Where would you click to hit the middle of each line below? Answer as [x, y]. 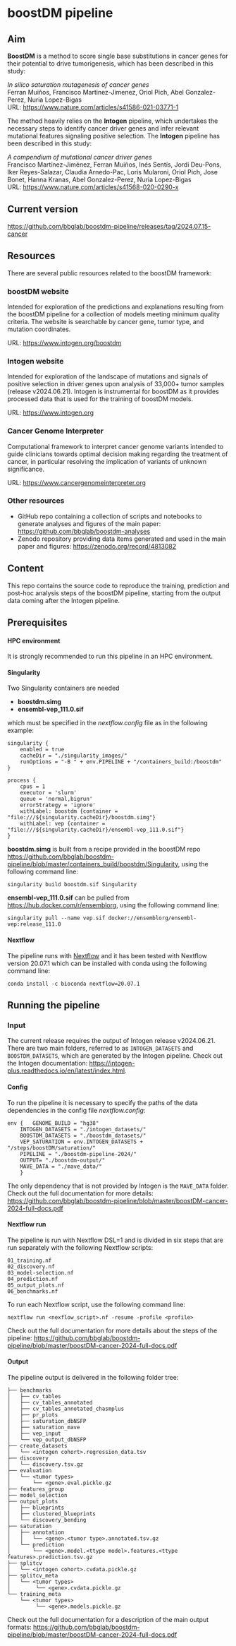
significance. [26, 469]
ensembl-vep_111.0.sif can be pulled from [68, 897]
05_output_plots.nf [36, 1285]
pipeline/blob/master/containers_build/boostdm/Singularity [93, 864]
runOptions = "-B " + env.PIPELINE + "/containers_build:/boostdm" [121, 762]
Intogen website [36, 361]
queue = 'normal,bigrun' [56, 799]
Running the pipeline [54, 1005]
